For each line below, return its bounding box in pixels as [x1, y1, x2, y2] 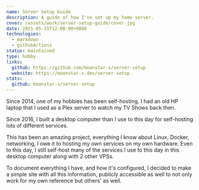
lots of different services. [6, 122, 68, 129]
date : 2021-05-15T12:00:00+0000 [6, 25, 87, 32]
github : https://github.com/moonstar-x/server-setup [11, 64, 146, 71]
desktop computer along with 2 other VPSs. [6, 153, 114, 159]
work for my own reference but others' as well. [6, 177, 122, 184]
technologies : [6, 31, 42, 37]
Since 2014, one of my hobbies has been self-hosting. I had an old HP [6, 98, 179, 105]
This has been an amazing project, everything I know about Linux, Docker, [6, 134, 189, 141]
